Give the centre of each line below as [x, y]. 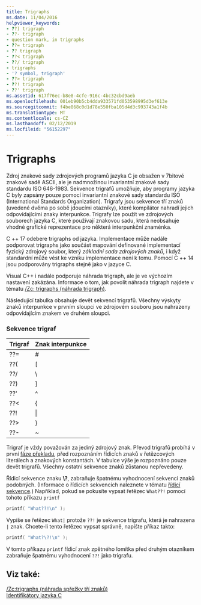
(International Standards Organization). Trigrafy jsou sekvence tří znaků [95, 201]
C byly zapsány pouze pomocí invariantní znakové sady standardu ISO [93, 195]
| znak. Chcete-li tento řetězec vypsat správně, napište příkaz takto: [91, 527]
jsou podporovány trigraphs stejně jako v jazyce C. [69, 264]
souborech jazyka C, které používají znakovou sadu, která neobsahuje [93, 220]
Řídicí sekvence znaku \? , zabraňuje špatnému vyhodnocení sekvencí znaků [100, 479]
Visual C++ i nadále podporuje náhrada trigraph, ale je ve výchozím [89, 276]
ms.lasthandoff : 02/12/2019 [41, 124]
